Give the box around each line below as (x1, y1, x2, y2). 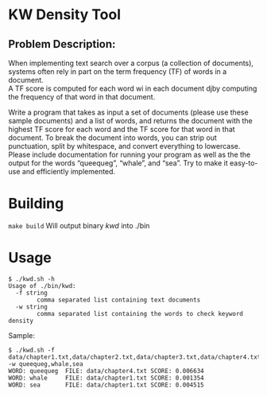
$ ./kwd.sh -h (8, 274, 56, 283)
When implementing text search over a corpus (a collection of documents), (8, 58, 254, 68)
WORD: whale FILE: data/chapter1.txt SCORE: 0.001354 (8, 374, 204, 382)
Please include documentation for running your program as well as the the (8, 150, 251, 159)
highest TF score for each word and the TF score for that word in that (8, 125, 236, 134)
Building (8, 195, 64, 212)
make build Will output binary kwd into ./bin (8, 220, 150, 230)
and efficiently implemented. (21, 167, 116, 176)
